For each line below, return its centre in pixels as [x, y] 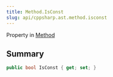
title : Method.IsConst [35, 12]
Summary [25, 54]
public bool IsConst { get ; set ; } [51, 68]
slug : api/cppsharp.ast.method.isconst [57, 18]
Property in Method [31, 35]
